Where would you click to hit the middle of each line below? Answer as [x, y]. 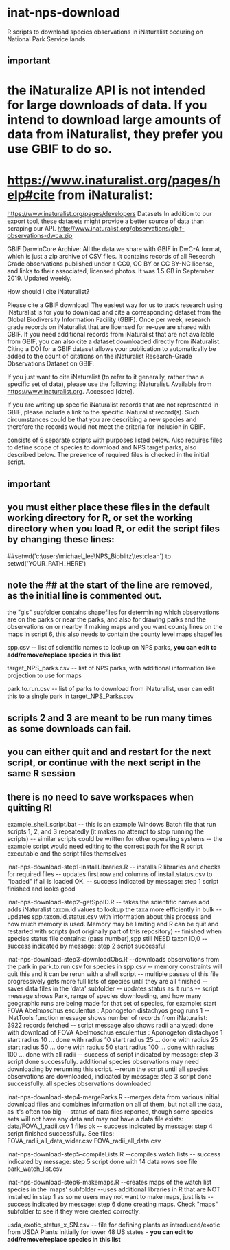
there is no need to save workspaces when [101, 797]
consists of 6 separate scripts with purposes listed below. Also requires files [115, 440]
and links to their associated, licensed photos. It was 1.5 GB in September [111, 271]
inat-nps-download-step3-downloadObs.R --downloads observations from [113, 960]
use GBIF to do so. [60, 149]
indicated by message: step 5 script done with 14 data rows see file [102, 1162]
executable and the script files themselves [67, 854]
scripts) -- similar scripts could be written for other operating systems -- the [115, 839]
